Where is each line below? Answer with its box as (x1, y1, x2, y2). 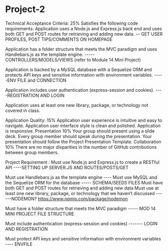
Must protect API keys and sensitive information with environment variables (5, 235, 161, 241)
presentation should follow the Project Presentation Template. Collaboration (5, 139, 161, 145)
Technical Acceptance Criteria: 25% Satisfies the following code (5, 20, 138, 26)
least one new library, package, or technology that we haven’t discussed (5, 190, 155, 196)
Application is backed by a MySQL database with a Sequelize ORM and (5, 67, 152, 73)
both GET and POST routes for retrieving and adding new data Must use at (5, 185, 159, 191)
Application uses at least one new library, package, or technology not (5, 102, 149, 108)
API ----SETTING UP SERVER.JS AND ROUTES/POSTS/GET (5, 164, 129, 170)
